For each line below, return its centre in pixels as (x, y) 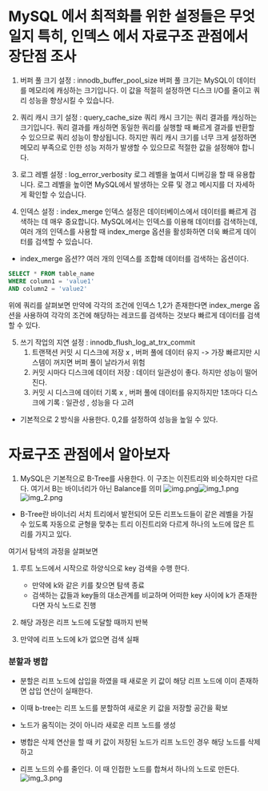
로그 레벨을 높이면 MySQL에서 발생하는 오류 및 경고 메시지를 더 (136, 184)
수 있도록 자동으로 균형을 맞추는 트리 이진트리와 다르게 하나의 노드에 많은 (133, 524)
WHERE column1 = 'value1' (51, 281)
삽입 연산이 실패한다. (61, 691)
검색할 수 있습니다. (64, 241)
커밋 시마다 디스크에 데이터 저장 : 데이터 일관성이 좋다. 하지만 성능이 (137, 372)
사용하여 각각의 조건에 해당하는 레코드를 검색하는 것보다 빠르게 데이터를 (134, 315)
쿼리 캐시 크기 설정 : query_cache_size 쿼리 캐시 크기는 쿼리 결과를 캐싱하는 (138, 117)
